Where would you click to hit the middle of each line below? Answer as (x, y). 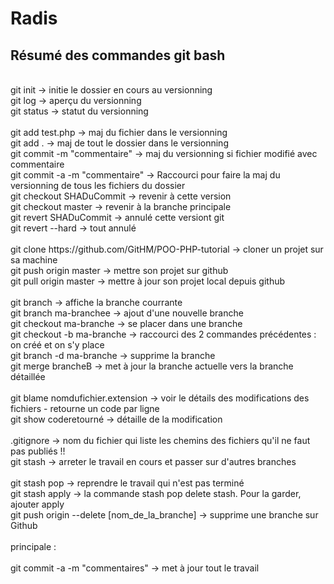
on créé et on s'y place (57, 345)
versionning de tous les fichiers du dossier (98, 185)
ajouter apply (37, 504)
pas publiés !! (38, 451)
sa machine (34, 260)
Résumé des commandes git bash (118, 55)
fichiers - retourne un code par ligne (85, 408)
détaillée (28, 376)
